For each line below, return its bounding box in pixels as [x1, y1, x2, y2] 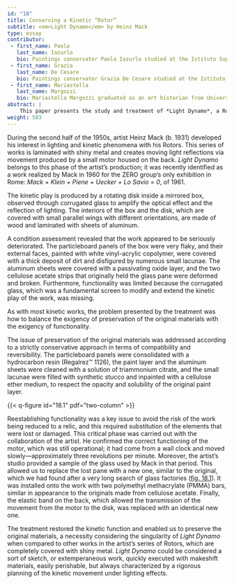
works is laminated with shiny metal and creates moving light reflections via [7, 148, 224, 156]
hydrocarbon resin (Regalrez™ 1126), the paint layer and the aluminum [7, 357, 207, 366]
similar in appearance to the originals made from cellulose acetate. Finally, [7, 488, 221, 497]
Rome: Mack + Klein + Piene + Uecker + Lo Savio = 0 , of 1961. [7, 177, 186, 186]
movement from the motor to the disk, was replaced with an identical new [7, 503, 218, 511]
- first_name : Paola [10, 43, 70, 50]
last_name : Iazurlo [16, 50, 73, 57]
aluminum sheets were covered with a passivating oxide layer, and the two [7, 264, 221, 272]
